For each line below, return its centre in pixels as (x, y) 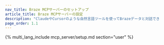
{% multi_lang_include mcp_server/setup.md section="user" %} (69, 37)
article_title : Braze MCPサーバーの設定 (44, 14)
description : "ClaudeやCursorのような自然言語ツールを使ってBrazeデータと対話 (79, 19)
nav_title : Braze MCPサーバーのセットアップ (47, 10)
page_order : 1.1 (21, 23)
